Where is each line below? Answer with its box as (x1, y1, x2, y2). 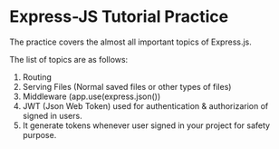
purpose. (22, 129, 57, 140)
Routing (22, 71, 53, 83)
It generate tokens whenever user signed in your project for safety (22, 120, 270, 131)
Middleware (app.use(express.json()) (22, 91, 161, 102)
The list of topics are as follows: (9, 54, 129, 65)
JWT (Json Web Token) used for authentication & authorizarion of (22, 100, 269, 111)
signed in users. (22, 110, 83, 121)
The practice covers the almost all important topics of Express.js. (9, 36, 252, 47)
